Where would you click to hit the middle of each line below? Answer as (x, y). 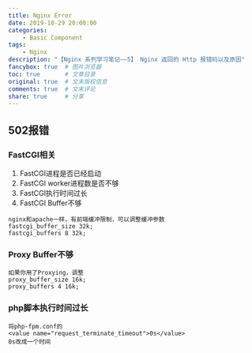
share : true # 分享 (46, 96)
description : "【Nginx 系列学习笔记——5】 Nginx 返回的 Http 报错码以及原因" (126, 60)
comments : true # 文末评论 (52, 89)
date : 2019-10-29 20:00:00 (53, 23)
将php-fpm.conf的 (36, 326)
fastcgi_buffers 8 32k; (47, 233)
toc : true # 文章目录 (52, 74)
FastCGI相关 (32, 155)
